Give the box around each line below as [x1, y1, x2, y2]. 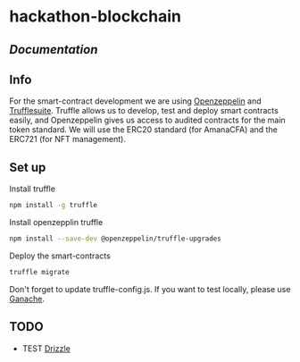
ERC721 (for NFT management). [9, 134, 127, 145]
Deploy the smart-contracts [9, 250, 112, 261]
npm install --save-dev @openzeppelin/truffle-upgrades [9, 234, 221, 243]
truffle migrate [9, 267, 70, 276]
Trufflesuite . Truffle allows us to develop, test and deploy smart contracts [9, 105, 279, 116]
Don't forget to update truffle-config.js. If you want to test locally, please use [9, 283, 291, 294]
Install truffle [9, 183, 56, 194]
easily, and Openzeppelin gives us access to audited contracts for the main [9, 114, 286, 126]
